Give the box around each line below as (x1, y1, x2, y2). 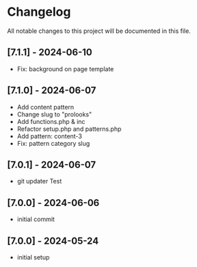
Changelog (7, 4, 71, 20)
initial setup (16, 253, 50, 261)
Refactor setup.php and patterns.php (16, 125, 122, 133)
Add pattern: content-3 (16, 131, 82, 140)
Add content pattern (16, 103, 75, 111)
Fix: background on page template (16, 64, 114, 73)
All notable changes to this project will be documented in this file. (7, 27, 192, 35)
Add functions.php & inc (16, 117, 86, 125)
